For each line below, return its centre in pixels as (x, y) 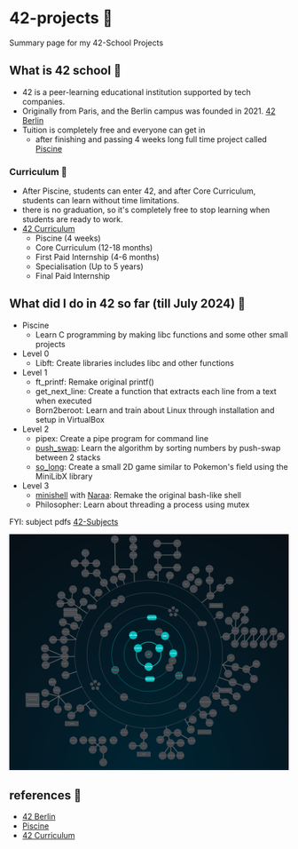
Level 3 (35, 485)
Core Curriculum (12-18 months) (94, 248)
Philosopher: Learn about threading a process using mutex (142, 504)
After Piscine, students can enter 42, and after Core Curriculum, (139, 191)
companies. (43, 101)
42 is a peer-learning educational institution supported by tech (136, 91)
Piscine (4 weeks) (68, 238)
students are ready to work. (73, 219)
